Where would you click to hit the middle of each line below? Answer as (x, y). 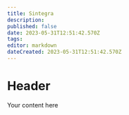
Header (29, 86)
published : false (32, 26)
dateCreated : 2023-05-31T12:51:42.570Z (64, 52)
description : (26, 20)
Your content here (33, 105)
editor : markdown (32, 45)
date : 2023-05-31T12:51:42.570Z (53, 33)
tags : (15, 39)
